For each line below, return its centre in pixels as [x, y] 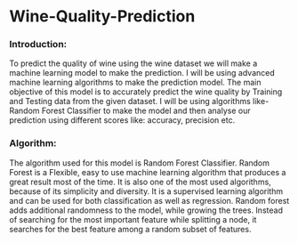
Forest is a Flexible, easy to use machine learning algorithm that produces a [148, 172]
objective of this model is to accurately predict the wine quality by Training [146, 92]
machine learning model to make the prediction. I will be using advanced [142, 73]
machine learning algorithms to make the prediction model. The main [135, 83]
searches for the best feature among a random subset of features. [130, 229]
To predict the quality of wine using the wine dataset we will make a [133, 63]
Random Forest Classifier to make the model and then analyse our [130, 111]
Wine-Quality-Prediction [102, 16]
